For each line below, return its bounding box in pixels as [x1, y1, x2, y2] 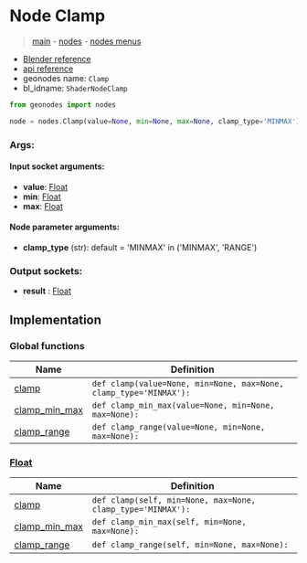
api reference [22, 63, 74, 74]
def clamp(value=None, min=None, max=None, [91, 378, 285, 388]
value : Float [22, 181, 69, 192]
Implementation [9, 312, 102, 327]
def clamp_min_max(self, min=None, [91, 517, 247, 527]
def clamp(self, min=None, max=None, [91, 495, 257, 505]
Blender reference [22, 53, 91, 64]
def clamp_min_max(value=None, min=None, [91, 400, 275, 410]
